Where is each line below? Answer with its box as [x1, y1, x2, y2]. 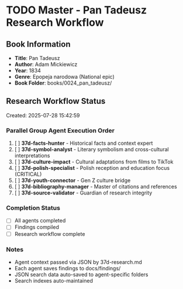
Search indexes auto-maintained [14, 277, 94, 284]
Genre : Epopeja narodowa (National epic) [14, 74, 115, 80]
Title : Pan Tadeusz [14, 55, 60, 61]
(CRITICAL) [14, 170, 42, 178]
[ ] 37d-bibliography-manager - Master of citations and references [14, 183, 177, 190]
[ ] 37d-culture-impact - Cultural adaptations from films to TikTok [14, 158, 174, 165]
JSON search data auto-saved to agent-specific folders [14, 271, 149, 278]
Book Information [6, 39, 71, 49]
